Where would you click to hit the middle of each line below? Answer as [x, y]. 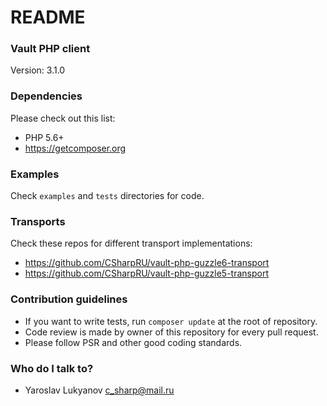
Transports [38, 221]
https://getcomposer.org [75, 148]
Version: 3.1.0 [38, 70]
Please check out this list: [63, 118]
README [48, 17]
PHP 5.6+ [44, 137]
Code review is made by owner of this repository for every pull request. [171, 332]
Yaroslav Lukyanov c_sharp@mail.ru [99, 390]
